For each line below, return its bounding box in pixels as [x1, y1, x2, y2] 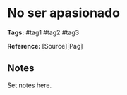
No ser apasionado [7, 5, 120, 21]
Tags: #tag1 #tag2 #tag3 [7, 28, 80, 37]
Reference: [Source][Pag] [7, 42, 83, 50]
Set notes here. [7, 81, 52, 89]
